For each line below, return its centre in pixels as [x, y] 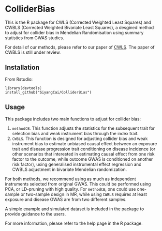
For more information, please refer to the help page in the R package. [74, 223]
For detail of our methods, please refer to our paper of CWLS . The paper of [80, 47]
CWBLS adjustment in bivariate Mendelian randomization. [69, 169]
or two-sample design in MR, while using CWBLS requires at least [84, 194]
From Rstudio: [19, 79]
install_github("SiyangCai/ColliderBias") [48, 92]
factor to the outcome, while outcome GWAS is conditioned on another [82, 159]
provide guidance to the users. [36, 214]
